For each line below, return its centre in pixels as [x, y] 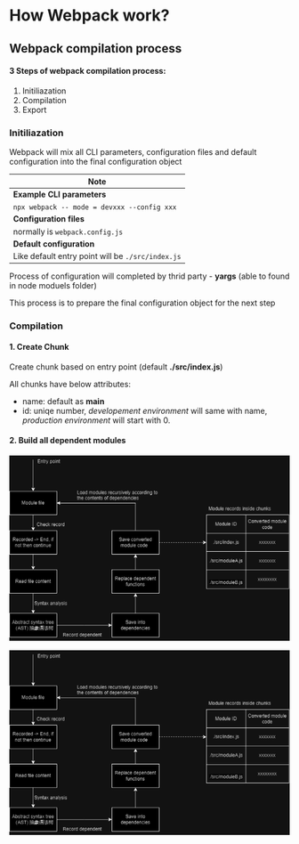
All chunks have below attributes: [70, 384]
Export [34, 110]
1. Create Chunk [39, 347]
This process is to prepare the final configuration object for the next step [142, 303]
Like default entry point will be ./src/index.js [97, 256]
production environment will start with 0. [96, 420]
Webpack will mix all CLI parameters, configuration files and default [133, 152]
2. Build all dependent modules [68, 441]
